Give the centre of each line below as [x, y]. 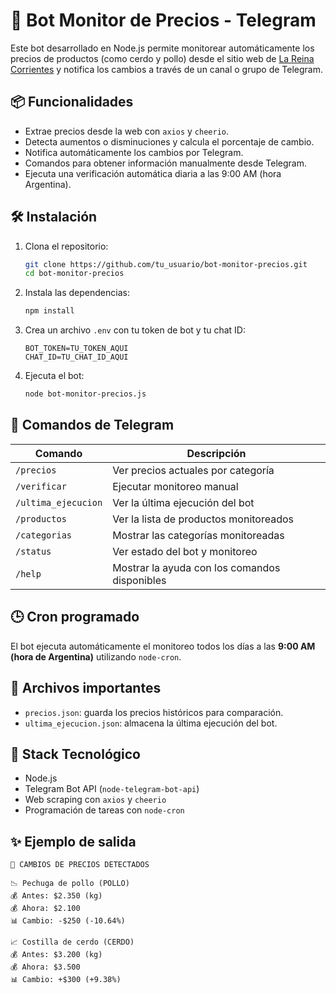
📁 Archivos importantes [86, 688]
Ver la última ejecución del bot [183, 502]
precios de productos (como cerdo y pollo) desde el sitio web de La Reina [162, 58]
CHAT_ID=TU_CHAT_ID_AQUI [76, 357]
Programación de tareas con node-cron [104, 810]
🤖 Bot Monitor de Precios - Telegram [163, 20]
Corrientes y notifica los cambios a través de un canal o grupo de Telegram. [167, 69]
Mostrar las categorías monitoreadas [198, 535]
